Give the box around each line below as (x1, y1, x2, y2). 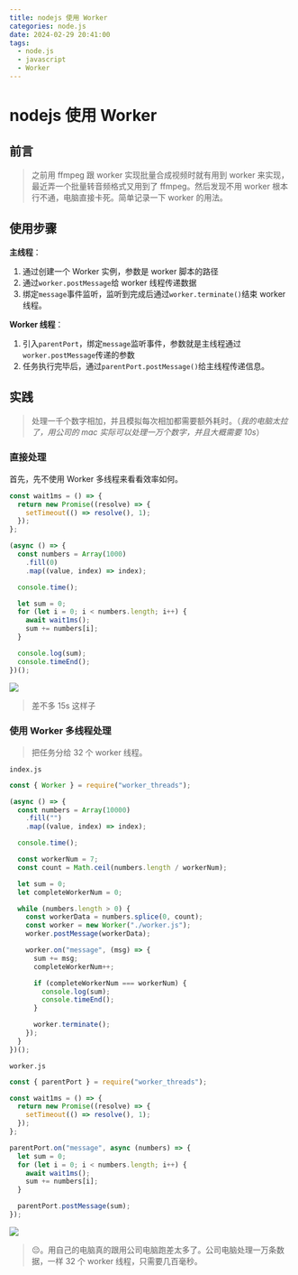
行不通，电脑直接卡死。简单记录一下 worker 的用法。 (31, 191, 228, 203)
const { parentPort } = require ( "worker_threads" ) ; (9, 1077, 207, 1086)
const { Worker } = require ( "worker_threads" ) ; (9, 781, 192, 790)
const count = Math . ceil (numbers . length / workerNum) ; (17, 863, 228, 872)
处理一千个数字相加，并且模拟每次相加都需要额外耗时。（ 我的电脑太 (31, 415, 281, 426)
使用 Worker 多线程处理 (9, 725, 112, 737)
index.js (9, 764, 42, 774)
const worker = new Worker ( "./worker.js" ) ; (25, 921, 192, 930)
